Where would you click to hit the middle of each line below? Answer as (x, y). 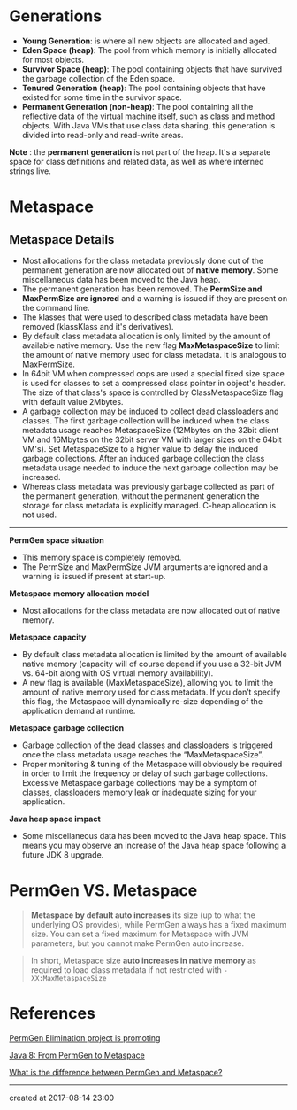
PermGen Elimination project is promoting (85, 1037)
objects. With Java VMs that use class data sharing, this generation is (148, 125)
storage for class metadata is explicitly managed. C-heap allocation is (149, 505)
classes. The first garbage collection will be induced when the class (145, 420)
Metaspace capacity (48, 637)
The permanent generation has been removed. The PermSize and (142, 289)
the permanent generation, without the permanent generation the (141, 496)
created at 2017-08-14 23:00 (62, 1098)
